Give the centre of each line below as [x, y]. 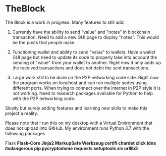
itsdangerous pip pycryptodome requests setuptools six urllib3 [72, 148]
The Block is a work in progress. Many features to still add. [65, 22]
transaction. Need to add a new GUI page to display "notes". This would [85, 37]
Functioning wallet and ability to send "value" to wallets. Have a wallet [84, 52]
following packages [25, 133]
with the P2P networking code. [44, 98]
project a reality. [22, 113]
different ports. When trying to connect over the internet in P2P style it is [86, 88]
